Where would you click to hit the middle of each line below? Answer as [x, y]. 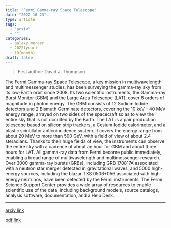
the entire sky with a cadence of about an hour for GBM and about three [81, 147]
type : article [20, 19]
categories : [18, 39]
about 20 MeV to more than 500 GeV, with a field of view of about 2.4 [78, 136]
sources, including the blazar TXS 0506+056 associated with [85, 174]
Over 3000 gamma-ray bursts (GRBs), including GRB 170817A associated [81, 163]
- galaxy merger [27, 43]
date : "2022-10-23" [26, 15]
